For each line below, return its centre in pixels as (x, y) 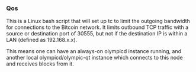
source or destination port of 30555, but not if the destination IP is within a (97, 34)
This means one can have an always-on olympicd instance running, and (94, 51)
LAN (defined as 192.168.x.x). (42, 40)
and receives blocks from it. (40, 64)
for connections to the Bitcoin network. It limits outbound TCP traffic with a (97, 27)
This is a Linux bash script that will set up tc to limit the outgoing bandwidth (98, 21)
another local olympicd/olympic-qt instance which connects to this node (94, 58)
